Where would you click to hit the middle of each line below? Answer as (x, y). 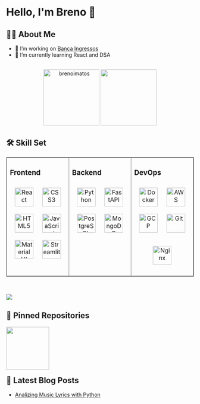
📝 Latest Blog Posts (43, 380)
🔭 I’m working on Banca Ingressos (57, 48)
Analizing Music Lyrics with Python (58, 395)
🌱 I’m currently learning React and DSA (62, 55)
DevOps (148, 173)
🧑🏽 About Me (31, 34)
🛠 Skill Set (26, 143)
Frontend (25, 173)
